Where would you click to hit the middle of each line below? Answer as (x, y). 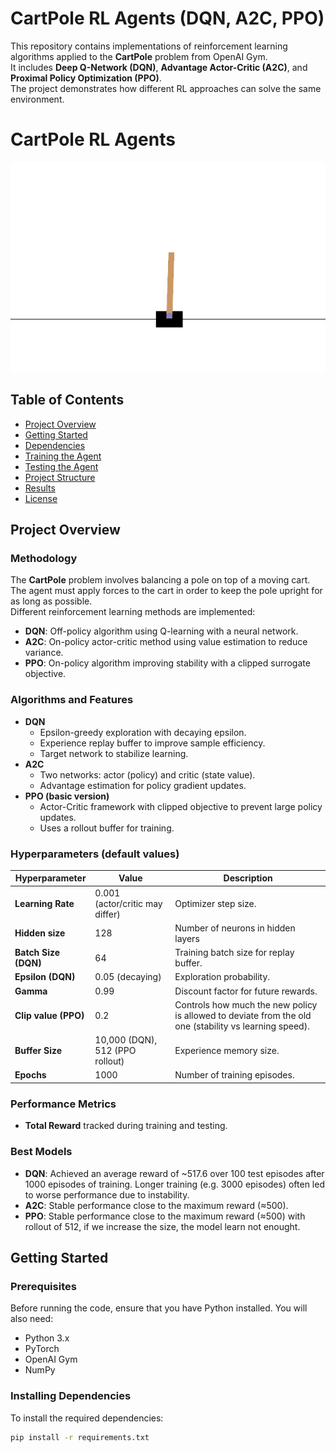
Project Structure (60, 477)
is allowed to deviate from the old (243, 1015)
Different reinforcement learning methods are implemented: (133, 612)
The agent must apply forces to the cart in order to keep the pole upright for (166, 591)
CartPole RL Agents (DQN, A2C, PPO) (167, 18)
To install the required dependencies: (87, 1418)
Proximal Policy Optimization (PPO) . (86, 78)
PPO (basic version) (67, 796)
